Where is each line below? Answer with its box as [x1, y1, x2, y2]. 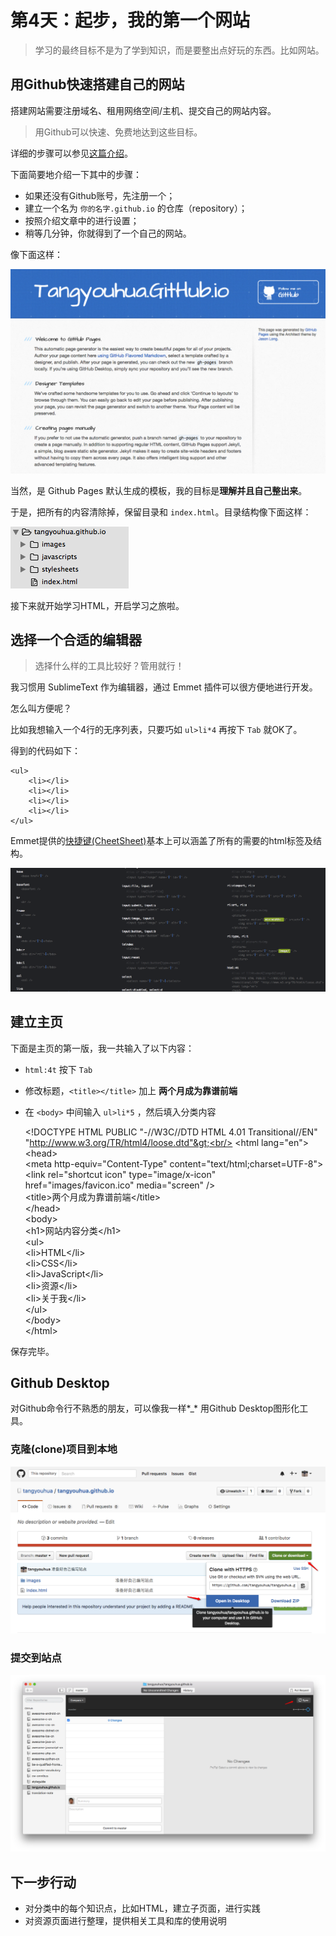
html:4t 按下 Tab [24, 1063, 93, 1075]
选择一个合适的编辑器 [10, 631, 142, 648]
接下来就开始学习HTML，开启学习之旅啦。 [10, 599, 185, 611]
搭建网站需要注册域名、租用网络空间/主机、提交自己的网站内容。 [10, 104, 277, 116]
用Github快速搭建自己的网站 [10, 76, 185, 93]
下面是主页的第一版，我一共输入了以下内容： [10, 1042, 195, 1054]
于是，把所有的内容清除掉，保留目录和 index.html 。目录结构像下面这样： [10, 506, 312, 518]
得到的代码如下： [10, 745, 81, 757]
